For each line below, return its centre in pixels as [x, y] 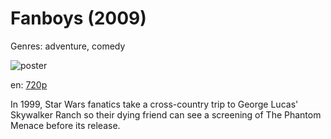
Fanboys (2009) [78, 18]
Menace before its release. [65, 125]
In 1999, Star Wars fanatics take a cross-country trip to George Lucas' [154, 104]
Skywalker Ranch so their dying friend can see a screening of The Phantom [166, 114]
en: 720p [29, 84]
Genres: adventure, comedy [68, 46]
